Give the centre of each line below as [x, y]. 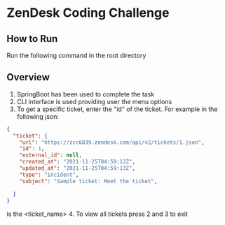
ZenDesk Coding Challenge [88, 13]
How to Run [32, 39]
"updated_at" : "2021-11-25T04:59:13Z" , [77, 168]
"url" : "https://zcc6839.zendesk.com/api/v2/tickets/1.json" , [112, 142]
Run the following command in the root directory [76, 55]
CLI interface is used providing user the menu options [94, 101]
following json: [38, 116]
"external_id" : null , [50, 155]
